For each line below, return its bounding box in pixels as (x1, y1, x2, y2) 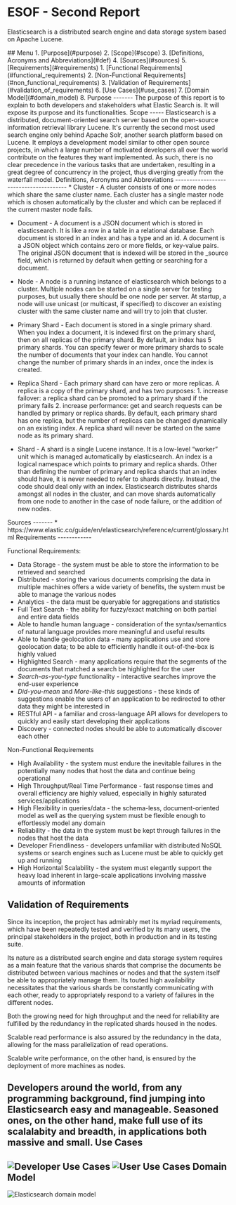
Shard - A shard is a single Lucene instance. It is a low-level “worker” (17, 445, 218, 453)
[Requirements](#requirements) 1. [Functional (7, 63, 139, 72)
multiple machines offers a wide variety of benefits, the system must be (17, 582, 225, 591)
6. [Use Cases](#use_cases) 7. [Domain (95, 86, 209, 94)
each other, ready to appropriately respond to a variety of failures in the (7, 991, 214, 999)
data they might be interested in (17, 702, 110, 710)
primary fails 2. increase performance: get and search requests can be (17, 401, 223, 409)
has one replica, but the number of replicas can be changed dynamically (17, 416, 228, 425)
